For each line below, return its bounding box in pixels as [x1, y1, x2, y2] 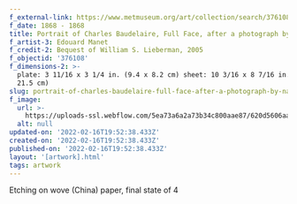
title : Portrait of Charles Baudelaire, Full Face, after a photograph [9, 29, 278, 38]
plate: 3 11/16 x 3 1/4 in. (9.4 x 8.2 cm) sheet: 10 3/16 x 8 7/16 [17, 71, 275, 79]
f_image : [9, 94, 42, 104]
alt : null [17, 120, 53, 129]
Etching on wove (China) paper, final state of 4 [9, 185, 179, 195]
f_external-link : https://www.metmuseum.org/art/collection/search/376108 [9, 12, 291, 22]
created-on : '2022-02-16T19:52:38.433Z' [9, 136, 161, 145]
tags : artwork [9, 161, 62, 170]
